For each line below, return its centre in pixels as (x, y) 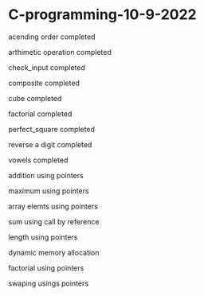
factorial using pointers (46, 267)
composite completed (44, 83)
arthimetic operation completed (60, 52)
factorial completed (40, 114)
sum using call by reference (54, 221)
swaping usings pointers (49, 283)
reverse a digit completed (50, 144)
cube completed (35, 98)
